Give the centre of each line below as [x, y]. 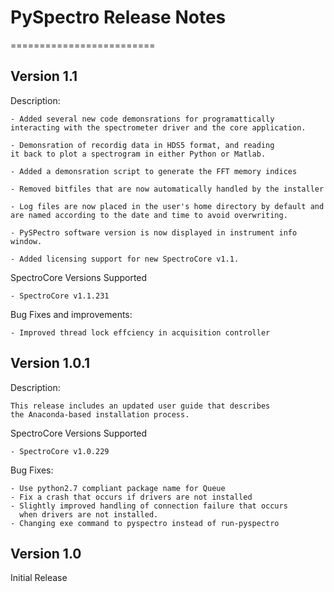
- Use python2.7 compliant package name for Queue [118, 488]
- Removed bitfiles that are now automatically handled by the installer [167, 189]
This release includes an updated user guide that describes [140, 406]
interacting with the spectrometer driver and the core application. [158, 127]
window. [26, 241]
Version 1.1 [44, 76]
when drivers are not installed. [89, 514]
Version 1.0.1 [50, 363]
